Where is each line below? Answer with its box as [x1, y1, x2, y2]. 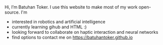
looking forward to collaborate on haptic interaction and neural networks [11, 29, 159, 35]
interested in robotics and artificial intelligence [11, 19, 106, 24]
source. [4, 9, 20, 15]
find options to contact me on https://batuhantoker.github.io [11, 34, 133, 40]
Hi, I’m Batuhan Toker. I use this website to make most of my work [4, 4, 138, 10]
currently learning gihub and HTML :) [11, 24, 87, 30]
